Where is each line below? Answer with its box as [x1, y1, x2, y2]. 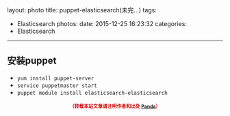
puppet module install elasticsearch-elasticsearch [16, 89, 168, 96]
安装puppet [7, 55, 57, 67]
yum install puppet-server [16, 75, 94, 82]
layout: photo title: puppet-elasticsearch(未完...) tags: [7, 6, 157, 14]
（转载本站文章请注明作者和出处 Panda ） [69, 102, 161, 110]
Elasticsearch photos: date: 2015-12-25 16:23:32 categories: [16, 20, 187, 27]
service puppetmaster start [16, 82, 97, 89]
